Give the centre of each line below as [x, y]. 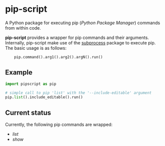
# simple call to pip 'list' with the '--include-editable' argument [79, 93]
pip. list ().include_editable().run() [44, 97]
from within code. [23, 28]
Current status [28, 113]
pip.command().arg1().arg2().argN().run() [58, 57]
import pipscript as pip [31, 84]
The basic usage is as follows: [36, 48]
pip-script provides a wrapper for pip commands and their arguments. [77, 37]
